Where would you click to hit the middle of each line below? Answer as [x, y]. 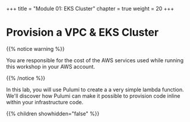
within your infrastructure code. [45, 102]
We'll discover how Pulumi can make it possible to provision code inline [93, 96]
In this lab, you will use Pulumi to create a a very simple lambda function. [95, 89]
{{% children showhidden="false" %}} [53, 113]
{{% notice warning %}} [36, 49]
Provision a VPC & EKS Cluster [83, 33]
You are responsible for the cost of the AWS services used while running [95, 60]
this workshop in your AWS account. [50, 66]
